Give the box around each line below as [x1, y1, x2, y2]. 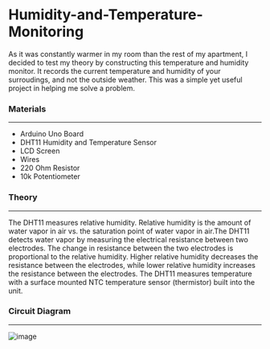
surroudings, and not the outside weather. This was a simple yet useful [8, 75, 243, 84]
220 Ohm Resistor [19, 163, 80, 173]
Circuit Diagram [8, 306, 71, 317]
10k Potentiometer [19, 172, 80, 181]
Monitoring [8, 22, 84, 41]
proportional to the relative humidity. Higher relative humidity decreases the [8, 251, 259, 262]
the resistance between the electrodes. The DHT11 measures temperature [8, 269, 252, 278]
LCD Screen [19, 146, 60, 156]
